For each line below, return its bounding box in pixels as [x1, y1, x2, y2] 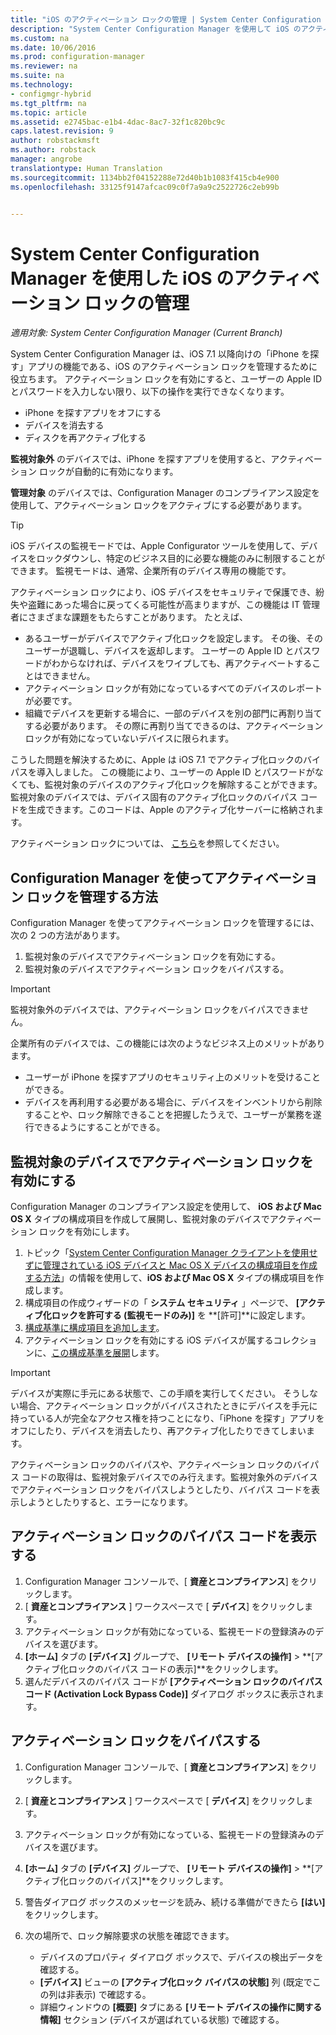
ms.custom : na [10, 33, 70, 43]
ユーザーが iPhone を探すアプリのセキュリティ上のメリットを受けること [24, 1071, 321, 1083]
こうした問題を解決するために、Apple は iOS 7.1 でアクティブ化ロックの [10, 754, 303, 766]
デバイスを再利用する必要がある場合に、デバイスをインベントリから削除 [24, 1096, 323, 1108]
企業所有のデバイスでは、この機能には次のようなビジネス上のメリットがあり [10, 1037, 326, 1050]
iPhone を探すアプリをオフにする [24, 407, 162, 419]
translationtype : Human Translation [10, 163, 163, 173]
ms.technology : [10, 80, 74, 90]
